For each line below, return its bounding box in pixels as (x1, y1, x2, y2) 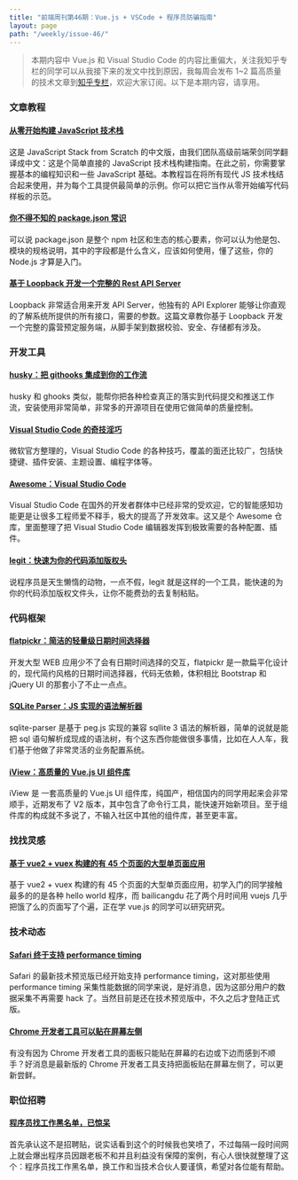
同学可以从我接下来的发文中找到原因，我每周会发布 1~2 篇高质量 (46, 66, 282, 76)
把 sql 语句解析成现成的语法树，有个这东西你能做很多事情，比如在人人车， (9, 733, 281, 744)
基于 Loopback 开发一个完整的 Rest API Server (9, 278, 182, 289)
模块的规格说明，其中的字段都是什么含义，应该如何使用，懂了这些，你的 (9, 245, 273, 255)
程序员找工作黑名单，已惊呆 (9, 1118, 111, 1129)
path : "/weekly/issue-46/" (9, 29, 109, 38)
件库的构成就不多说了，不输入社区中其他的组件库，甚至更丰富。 (9, 810, 242, 821)
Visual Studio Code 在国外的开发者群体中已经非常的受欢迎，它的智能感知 (9, 500, 276, 511)
